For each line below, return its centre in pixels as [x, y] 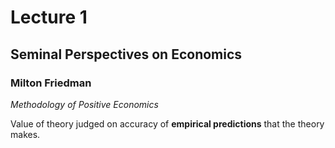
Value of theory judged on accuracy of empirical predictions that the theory [167, 123]
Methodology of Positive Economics [84, 104]
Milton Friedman [51, 83]
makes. [25, 134]
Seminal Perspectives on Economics [126, 54]
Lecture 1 [49, 17]
